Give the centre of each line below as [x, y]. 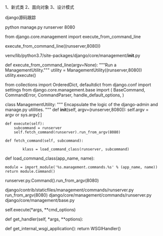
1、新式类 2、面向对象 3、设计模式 [40, 7]
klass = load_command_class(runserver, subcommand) [76, 149]
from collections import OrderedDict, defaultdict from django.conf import [78, 85]
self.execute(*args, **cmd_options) [40, 210]
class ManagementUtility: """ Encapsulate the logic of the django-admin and [81, 104]
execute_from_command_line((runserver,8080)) [53, 46]
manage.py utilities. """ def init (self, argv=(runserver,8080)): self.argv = [77, 109]
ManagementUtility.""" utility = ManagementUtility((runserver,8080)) [73, 70]
